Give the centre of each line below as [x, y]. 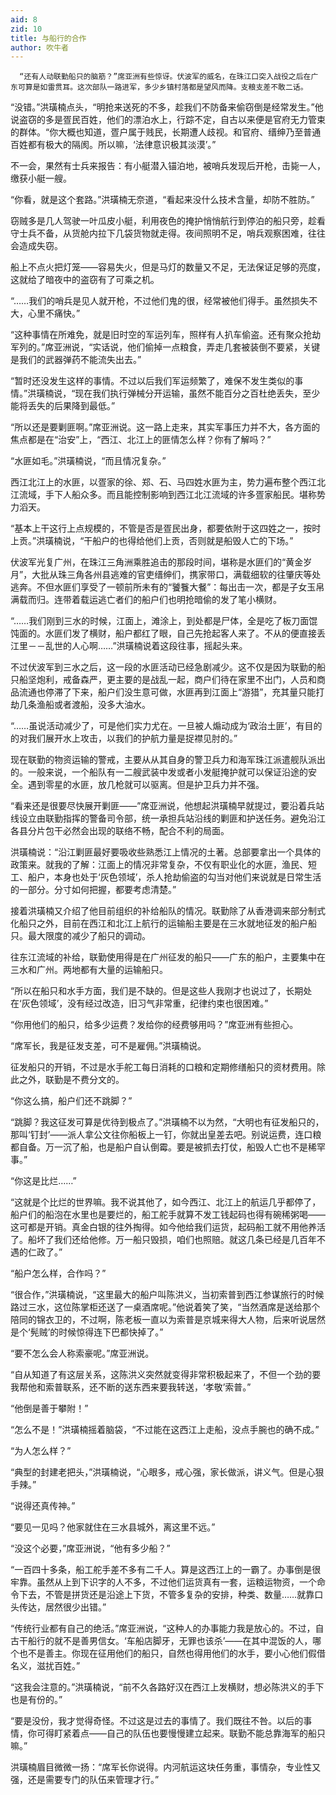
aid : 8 [24, 19]
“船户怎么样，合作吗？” [58, 1273]
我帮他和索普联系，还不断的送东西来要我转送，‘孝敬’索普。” [131, 1387]
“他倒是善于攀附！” [49, 1408]
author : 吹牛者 [39, 47]
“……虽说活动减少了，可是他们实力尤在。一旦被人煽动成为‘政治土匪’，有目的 [166, 726]
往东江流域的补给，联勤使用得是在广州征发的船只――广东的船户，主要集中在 [168, 957]
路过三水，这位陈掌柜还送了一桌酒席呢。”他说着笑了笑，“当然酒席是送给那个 [165, 1307]
